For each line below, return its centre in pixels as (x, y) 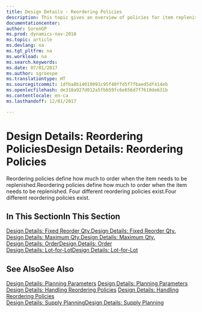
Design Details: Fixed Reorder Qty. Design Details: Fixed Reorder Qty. (91, 231)
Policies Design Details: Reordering (95, 149)
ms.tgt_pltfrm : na (29, 51)
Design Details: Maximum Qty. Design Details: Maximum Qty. (81, 237)
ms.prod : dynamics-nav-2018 (41, 34)
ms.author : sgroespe (32, 73)
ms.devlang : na (25, 46)
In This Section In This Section (63, 216)
